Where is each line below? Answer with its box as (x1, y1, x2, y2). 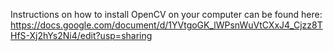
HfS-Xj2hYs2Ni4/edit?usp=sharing (10, 30, 153, 41)
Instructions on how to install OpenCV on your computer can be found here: (10, 9, 323, 20)
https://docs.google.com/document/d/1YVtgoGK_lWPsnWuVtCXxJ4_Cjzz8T (10, 19, 323, 31)
